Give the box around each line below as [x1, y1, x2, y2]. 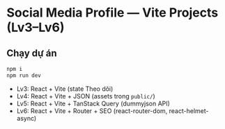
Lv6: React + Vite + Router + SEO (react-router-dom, [16, 106, 168, 115]
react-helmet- [169, 106, 209, 115]
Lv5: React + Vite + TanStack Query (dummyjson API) [16, 99, 170, 108]
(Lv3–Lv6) [6, 19, 65, 35]
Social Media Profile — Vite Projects [6, 5, 219, 21]
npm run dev [6, 71, 41, 79]
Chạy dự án [6, 47, 57, 59]
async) [16, 114, 37, 122]
